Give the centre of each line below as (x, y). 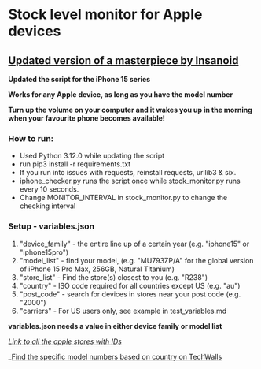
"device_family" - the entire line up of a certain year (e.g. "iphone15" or (134, 244)
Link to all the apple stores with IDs (65, 341)
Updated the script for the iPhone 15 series (79, 79)
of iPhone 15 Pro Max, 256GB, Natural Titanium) (97, 269)
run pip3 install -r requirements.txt (75, 164)
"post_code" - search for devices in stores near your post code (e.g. (130, 294)
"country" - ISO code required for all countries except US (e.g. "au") (130, 285)
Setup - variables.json (51, 226)
